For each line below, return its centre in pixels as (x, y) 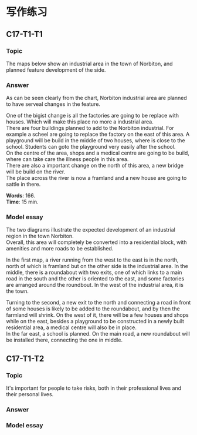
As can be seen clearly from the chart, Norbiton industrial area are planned (97, 98)
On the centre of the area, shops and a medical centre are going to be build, (98, 153)
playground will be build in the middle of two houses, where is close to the (96, 140)
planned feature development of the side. (56, 70)
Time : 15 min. (23, 202)
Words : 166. (21, 196)
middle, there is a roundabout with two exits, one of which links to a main (94, 272)
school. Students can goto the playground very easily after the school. (91, 147)
